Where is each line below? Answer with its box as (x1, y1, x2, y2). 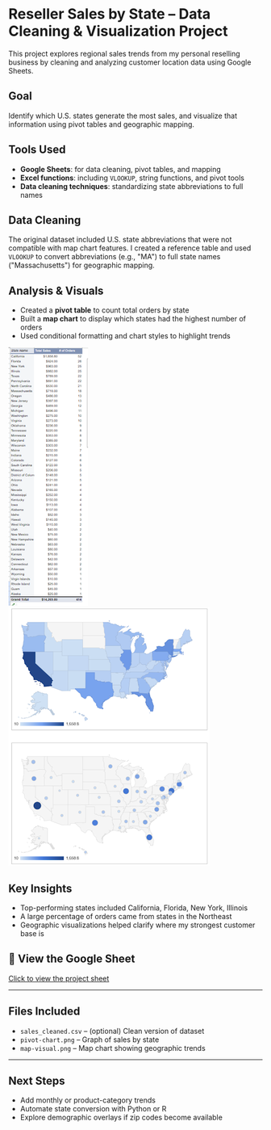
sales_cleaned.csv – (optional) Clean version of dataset (19, 1026, 205, 1035)
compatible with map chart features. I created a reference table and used (8, 243, 252, 253)
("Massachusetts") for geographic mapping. (8, 260, 155, 271)
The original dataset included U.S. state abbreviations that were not (8, 235, 232, 245)
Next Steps (8, 1074, 65, 1088)
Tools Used (8, 143, 66, 157)
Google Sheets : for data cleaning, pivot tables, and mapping (19, 164, 222, 174)
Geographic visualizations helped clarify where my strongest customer (19, 920, 256, 930)
